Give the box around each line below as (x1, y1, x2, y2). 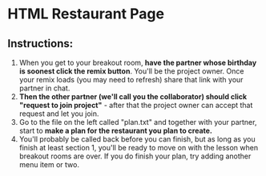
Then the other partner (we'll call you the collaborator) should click (18, 92, 248, 101)
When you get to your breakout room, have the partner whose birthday (18, 58, 257, 67)
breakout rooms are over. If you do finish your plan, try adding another (18, 151, 252, 161)
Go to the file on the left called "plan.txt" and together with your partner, (18, 118, 257, 126)
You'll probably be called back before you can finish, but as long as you (18, 134, 256, 144)
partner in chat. (18, 83, 71, 93)
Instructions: (7, 37, 74, 50)
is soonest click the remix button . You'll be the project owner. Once (18, 66, 244, 76)
